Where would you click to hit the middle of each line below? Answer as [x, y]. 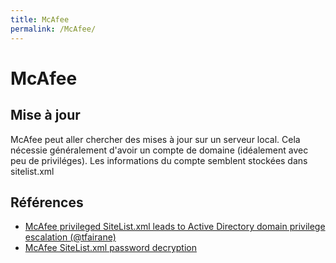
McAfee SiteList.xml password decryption [110, 248]
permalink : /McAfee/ [53, 29]
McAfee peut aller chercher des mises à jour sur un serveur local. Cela [155, 139]
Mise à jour [45, 115]
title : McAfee [40, 19]
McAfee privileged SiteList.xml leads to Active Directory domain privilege [175, 227]
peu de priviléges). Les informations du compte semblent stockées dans [159, 160]
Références [47, 202]
